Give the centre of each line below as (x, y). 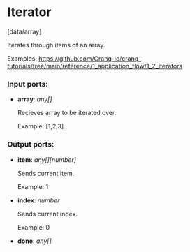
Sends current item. (46, 173)
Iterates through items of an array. (56, 45)
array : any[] (35, 99)
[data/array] (24, 31)
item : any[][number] (47, 160)
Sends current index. (47, 214)
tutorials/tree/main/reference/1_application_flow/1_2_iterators (95, 66)
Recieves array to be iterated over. (67, 113)
